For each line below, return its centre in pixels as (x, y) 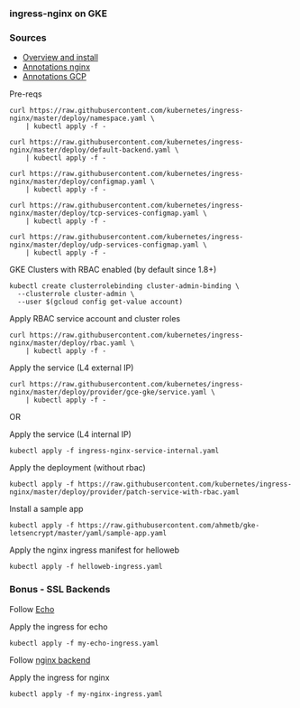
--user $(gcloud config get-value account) (100, 302)
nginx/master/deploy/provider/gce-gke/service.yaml (108, 392)
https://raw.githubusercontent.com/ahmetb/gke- (168, 526)
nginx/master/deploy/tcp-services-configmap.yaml (105, 214)
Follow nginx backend (50, 660)
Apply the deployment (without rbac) (77, 468)
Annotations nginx (56, 67)
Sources (28, 37)
